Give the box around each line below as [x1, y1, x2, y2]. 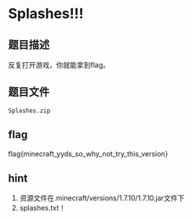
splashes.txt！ [19, 203, 67, 213]
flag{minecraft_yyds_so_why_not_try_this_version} [8, 148, 168, 158]
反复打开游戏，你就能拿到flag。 [8, 60, 110, 69]
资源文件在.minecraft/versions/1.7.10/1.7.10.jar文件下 [19, 193, 185, 203]
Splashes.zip [8, 107, 51, 115]
